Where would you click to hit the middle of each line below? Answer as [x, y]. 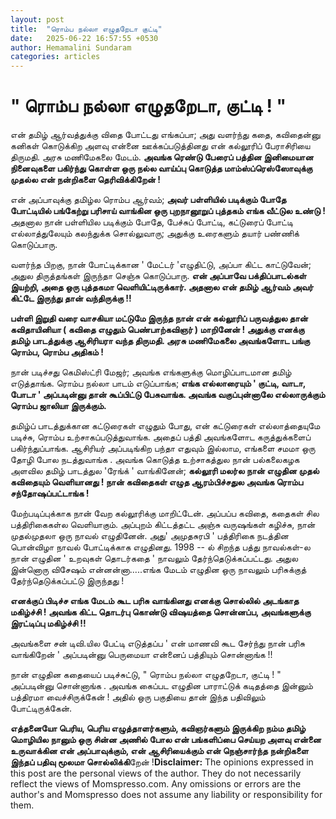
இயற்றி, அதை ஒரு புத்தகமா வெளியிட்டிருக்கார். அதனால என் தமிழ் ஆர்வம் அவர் [162, 287]
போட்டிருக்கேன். [41, 708]
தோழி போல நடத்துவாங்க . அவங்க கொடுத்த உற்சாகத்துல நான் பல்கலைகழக [155, 460]
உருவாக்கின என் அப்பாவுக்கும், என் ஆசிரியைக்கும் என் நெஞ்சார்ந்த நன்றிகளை [159, 751]
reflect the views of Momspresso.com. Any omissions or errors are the [156, 784]
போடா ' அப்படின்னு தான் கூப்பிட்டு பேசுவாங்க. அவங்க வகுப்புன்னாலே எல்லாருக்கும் [168, 395]
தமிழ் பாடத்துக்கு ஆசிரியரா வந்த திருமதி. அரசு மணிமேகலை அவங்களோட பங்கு [160, 341]
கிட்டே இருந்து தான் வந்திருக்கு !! [71, 298]
